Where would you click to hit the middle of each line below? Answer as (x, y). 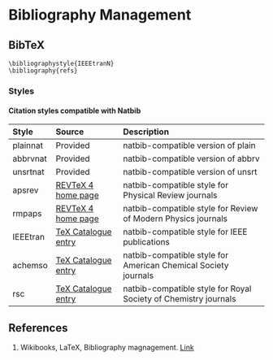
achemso (30, 266)
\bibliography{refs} (43, 71)
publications (147, 242)
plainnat (28, 145)
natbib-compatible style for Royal (187, 288)
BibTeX (26, 45)
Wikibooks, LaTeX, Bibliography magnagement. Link (107, 347)
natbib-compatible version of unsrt (190, 172)
